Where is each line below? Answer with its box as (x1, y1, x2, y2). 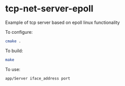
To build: (5, 48, 23, 54)
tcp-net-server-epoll (5, 3, 93, 14)
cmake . (5, 38, 21, 44)
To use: (5, 66, 21, 72)
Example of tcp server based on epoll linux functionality (5, 19, 120, 25)
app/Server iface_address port (5, 76, 70, 81)
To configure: (5, 29, 33, 35)
